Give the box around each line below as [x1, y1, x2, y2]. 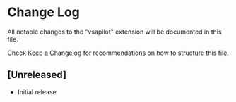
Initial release [17, 87, 57, 96]
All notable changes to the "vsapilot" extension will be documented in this [7, 27, 222, 36]
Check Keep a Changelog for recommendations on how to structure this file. [7, 49, 230, 57]
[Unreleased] [7, 69, 67, 81]
